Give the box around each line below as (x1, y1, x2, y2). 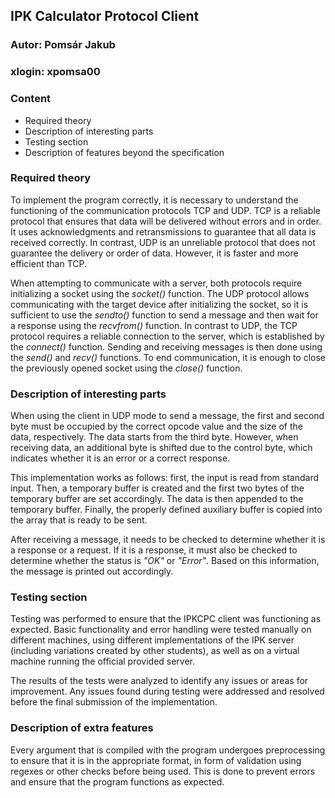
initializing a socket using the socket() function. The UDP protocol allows (10, 287, 310, 299)
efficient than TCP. (10, 257, 87, 269)
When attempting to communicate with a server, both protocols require (10, 277, 303, 289)
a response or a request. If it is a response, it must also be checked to (10, 544, 298, 556)
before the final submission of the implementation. (10, 696, 218, 708)
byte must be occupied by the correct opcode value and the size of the (10, 420, 304, 433)
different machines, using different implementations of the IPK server (10, 634, 295, 646)
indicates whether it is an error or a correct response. (10, 452, 231, 464)
